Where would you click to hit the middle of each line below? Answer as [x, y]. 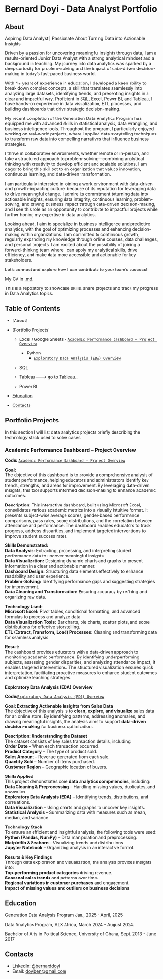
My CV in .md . [19, 279]
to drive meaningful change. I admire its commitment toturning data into [77, 194]
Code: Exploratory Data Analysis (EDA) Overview [55, 696]
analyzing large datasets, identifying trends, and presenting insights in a [77, 93]
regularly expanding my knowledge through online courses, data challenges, [81, 239]
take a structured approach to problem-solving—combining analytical [74, 159]
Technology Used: [24, 606]
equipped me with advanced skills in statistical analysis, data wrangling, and [81, 123]
